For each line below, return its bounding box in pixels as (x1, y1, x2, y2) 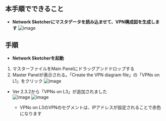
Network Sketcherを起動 (12, 55, 64, 61)
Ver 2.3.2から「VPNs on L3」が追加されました (12, 88, 108, 94)
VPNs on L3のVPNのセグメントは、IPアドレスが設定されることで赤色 (19, 104, 161, 110)
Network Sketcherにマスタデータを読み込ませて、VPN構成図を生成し (12, 19, 156, 25)
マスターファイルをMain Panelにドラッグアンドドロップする (12, 65, 135, 71)
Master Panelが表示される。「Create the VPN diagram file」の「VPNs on (12, 71, 160, 78)
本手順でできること (5, 4, 64, 13)
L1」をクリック (12, 78, 43, 84)
